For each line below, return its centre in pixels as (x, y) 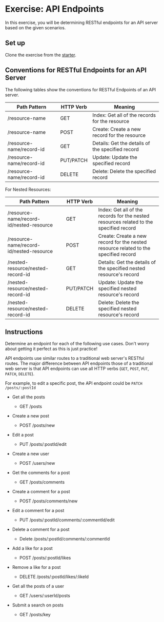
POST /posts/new (37, 425)
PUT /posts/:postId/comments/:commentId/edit (67, 520)
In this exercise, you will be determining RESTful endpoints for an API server (82, 22)
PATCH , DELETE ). (20, 374)
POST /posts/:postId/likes (45, 558)
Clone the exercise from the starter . (41, 55)
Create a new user (31, 454)
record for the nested (123, 242)
